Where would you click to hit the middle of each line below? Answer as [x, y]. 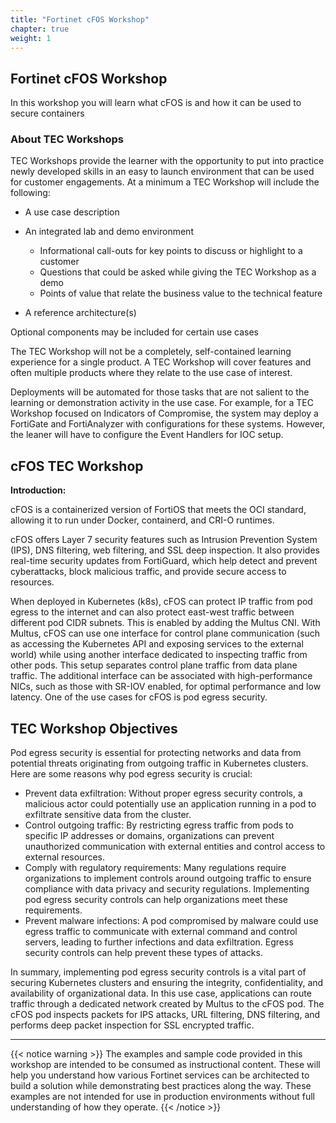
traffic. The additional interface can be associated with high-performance [161, 676]
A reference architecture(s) [80, 313]
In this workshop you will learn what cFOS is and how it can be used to [156, 103]
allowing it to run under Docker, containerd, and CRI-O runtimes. [142, 520]
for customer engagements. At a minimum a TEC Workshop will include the [165, 182]
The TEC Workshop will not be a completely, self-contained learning [151, 352]
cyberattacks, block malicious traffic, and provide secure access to [148, 572]
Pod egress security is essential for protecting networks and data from [156, 753]
